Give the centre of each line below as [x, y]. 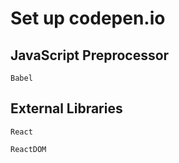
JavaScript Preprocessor [90, 55]
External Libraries [66, 108]
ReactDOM [28, 149]
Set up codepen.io [88, 18]
